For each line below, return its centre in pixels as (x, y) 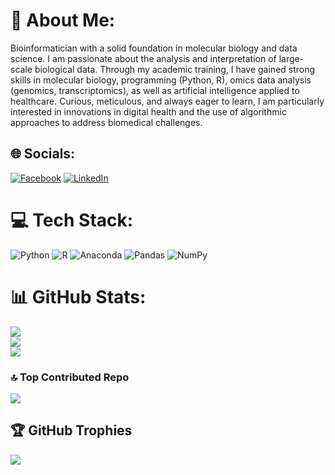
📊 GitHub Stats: (78, 296)
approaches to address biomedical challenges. (106, 122)
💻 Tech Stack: (72, 220)
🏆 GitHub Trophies (71, 430)
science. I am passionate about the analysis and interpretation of (143, 58)
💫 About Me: (63, 20)
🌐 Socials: (43, 154)
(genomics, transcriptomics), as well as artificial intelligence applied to (155, 90)
